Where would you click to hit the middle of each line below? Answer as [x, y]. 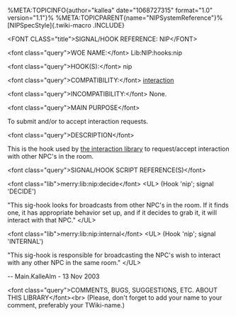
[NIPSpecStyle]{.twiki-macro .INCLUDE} [66, 25]
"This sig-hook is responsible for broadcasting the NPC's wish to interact [114, 255]
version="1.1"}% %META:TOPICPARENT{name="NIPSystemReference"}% [115, 18]
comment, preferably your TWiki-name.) [66, 305]
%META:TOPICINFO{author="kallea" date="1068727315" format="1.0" [110, 10]
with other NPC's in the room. [51, 156]
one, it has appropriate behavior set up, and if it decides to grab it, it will [112, 213]
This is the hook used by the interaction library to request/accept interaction [118, 149]
